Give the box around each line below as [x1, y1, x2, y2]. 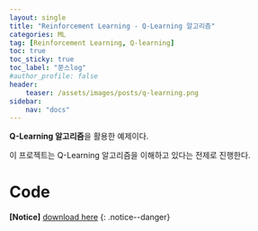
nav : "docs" [25, 105, 70, 114]
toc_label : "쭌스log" [9, 64, 87, 73]
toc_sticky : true [9, 55, 75, 64]
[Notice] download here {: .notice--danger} [9, 212, 171, 223]
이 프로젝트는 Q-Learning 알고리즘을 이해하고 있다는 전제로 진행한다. [9, 150, 251, 161]
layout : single [9, 13, 67, 22]
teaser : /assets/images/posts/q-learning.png [25, 88, 200, 97]
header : [9, 80, 39, 89]
